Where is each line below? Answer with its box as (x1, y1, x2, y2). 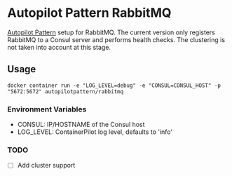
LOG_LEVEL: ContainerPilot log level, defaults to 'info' (17, 128, 173, 136)
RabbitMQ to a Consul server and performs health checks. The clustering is (7, 35, 226, 43)
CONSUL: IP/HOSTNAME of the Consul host (17, 121, 145, 129)
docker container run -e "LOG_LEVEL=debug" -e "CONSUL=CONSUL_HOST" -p (7, 82, 221, 89)
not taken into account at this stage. (7, 43, 111, 51)
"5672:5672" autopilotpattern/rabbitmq (7, 88, 124, 95)
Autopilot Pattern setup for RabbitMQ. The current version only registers (7, 28, 215, 36)
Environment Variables (7, 104, 87, 114)
